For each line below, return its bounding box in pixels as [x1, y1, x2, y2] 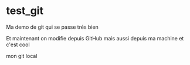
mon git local [6, 52, 38, 59]
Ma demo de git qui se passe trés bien [6, 23, 99, 30]
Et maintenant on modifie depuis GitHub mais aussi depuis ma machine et [6, 35, 184, 42]
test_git [6, 4, 44, 18]
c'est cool [6, 41, 30, 48]
